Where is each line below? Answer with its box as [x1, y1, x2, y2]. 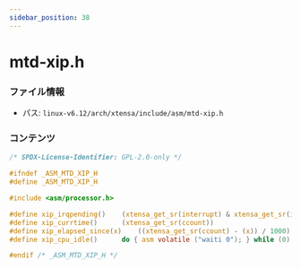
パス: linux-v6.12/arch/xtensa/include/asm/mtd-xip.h [21, 108, 224, 118]
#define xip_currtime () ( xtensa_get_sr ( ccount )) [9, 218, 215, 227]
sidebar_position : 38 [9, 13, 90, 22]
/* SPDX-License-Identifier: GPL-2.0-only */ [9, 153, 182, 162]
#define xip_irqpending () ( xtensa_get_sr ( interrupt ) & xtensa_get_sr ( [9, 210, 291, 219]
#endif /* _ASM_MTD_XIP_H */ [9, 251, 118, 260]
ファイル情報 [9, 85, 65, 98]
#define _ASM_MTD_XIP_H [9, 178, 99, 187]
